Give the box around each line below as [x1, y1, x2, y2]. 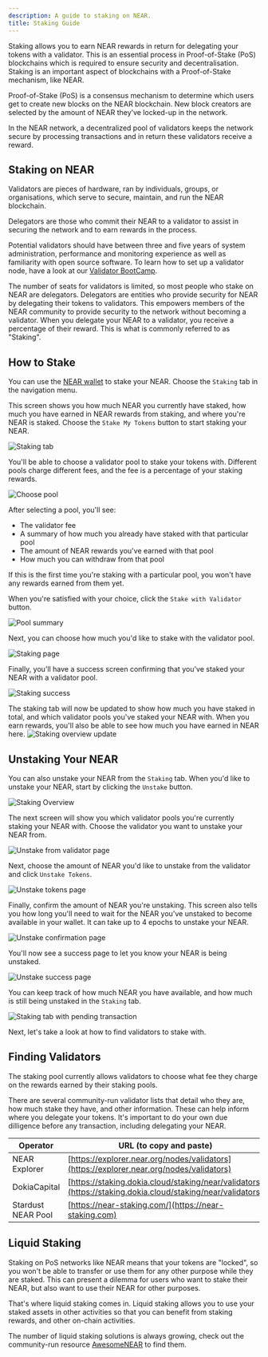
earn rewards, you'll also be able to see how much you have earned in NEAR [8, 720, 259, 731]
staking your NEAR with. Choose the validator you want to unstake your [8, 821, 243, 831]
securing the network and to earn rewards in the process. [8, 225, 198, 235]
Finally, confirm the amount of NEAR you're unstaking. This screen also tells [8, 900, 258, 910]
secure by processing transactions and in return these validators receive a [8, 131, 253, 141]
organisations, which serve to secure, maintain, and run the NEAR [8, 192, 224, 202]
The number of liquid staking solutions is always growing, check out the [8, 1331, 245, 1340]
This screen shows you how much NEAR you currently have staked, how [8, 401, 246, 411]
